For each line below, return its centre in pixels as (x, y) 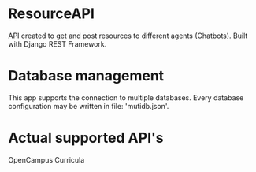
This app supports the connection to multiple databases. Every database (126, 97)
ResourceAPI (51, 14)
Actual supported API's (86, 138)
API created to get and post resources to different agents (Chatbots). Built (128, 36)
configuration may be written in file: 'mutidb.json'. (89, 106)
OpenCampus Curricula (46, 159)
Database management (86, 76)
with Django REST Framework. (58, 43)
